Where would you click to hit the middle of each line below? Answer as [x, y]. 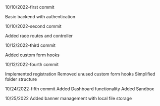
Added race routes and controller [39, 36]
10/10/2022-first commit [30, 7]
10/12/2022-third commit [30, 45]
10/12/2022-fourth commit [32, 64]
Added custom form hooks [32, 55]
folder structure [21, 79]
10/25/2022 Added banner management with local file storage [69, 98]
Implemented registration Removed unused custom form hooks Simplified [80, 74]
